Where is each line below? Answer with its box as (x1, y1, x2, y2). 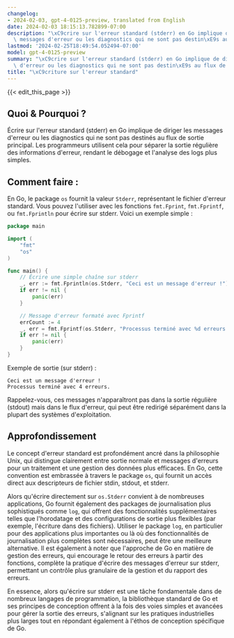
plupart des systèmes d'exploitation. (7, 410, 111, 419)
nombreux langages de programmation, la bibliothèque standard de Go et (7, 594, 218, 602)
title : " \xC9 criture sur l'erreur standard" (7, 68, 139, 75)
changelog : (7, 10, 39, 17)
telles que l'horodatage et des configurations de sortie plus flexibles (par (7, 514, 216, 522)
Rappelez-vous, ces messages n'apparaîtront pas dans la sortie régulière (7, 395, 217, 404)
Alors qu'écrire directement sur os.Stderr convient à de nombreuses (7, 492, 205, 500)
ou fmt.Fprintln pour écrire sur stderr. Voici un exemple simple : (7, 210, 193, 218)
